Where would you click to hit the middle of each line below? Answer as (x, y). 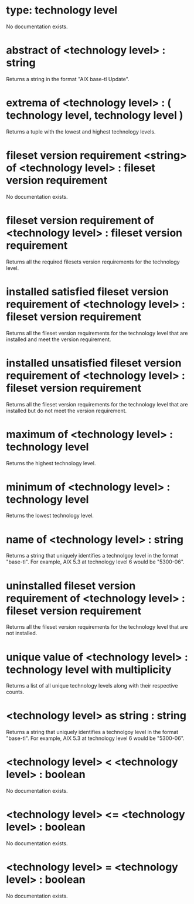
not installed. (22, 633)
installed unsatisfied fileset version (94, 363)
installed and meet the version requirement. (59, 339)
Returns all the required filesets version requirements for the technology (93, 262)
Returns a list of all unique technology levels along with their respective (92, 686)
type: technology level (62, 10)
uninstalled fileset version (71, 586)
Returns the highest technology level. (51, 463)
